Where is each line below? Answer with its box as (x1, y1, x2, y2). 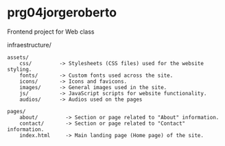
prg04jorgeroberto (7, 5, 117, 21)
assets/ (7, 53, 29, 61)
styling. (7, 66, 32, 73)
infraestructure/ (7, 40, 51, 49)
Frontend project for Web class (7, 27, 95, 36)
